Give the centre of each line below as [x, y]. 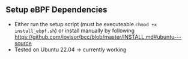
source [23, 43]
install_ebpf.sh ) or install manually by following [74, 30]
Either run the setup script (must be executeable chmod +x [86, 24]
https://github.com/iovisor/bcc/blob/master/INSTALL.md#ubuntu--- [98, 37]
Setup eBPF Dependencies [56, 10]
